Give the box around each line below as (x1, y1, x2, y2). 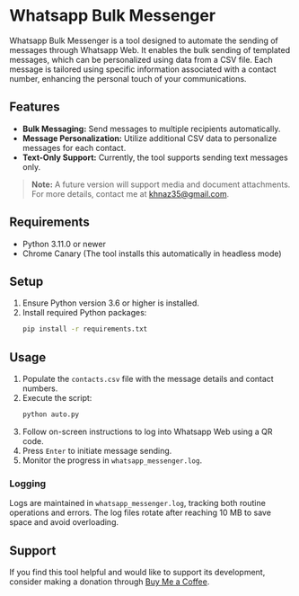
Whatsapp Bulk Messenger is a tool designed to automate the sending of (9, 35, 278, 46)
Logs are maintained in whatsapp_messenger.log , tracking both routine (9, 498, 267, 509)
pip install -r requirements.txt (22, 325, 148, 334)
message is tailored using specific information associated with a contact (9, 64, 277, 75)
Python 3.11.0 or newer (22, 238, 106, 249)
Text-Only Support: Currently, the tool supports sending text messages (22, 152, 289, 163)
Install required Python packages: (22, 307, 147, 318)
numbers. (22, 383, 58, 394)
